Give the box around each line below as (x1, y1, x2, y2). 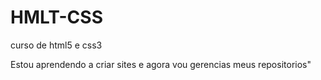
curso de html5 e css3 (10, 39, 103, 51)
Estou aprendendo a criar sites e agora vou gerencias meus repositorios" (10, 58, 312, 70)
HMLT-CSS (10, 6, 103, 29)
